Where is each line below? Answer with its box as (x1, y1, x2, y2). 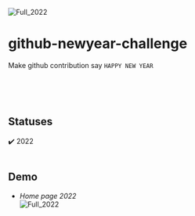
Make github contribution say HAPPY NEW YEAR (8, 60, 154, 70)
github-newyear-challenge (8, 35, 188, 52)
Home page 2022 (19, 191, 77, 200)
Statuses (8, 115, 53, 128)
